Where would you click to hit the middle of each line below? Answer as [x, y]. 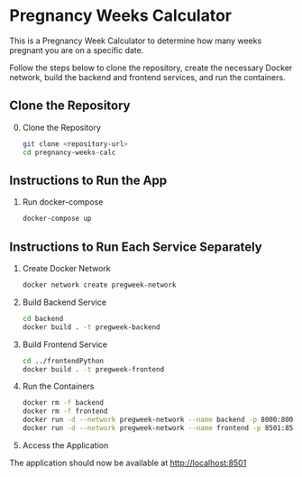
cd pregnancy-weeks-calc [69, 152]
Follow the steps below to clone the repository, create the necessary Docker [151, 68]
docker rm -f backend [63, 403]
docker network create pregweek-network [99, 285]
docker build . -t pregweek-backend [91, 327]
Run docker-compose [63, 202]
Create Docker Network [66, 268]
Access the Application [65, 445]
